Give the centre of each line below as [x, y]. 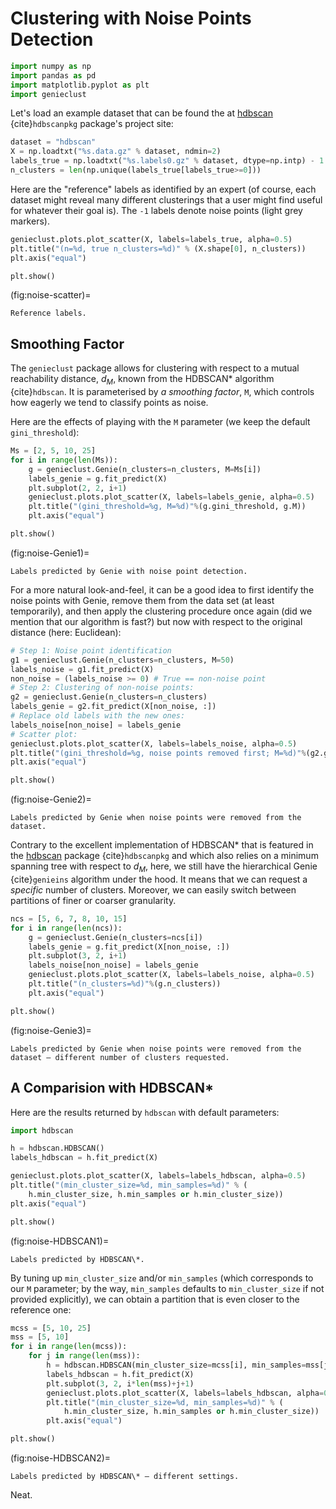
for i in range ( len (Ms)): [64, 460]
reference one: [41, 1309]
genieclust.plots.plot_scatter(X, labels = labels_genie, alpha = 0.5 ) [171, 497]
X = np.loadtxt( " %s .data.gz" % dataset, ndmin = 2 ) [116, 152]
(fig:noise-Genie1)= [50, 553]
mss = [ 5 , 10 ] [40, 1337]
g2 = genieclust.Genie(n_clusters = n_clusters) [109, 697]
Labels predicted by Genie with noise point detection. [129, 571]
